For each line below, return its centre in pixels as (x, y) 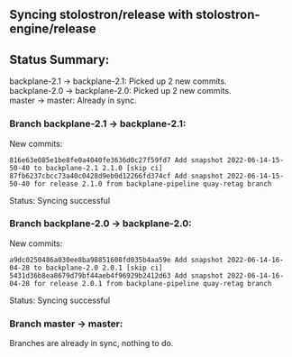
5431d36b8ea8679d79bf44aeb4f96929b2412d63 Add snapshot (116, 275)
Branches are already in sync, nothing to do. (91, 343)
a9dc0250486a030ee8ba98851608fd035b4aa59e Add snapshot (116, 260)
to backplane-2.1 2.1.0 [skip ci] (98, 168)
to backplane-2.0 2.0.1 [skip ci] (98, 268)
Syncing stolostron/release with (101, 15)
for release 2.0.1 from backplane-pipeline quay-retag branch (152, 283)
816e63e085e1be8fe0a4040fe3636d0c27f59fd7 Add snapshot (116, 160)
